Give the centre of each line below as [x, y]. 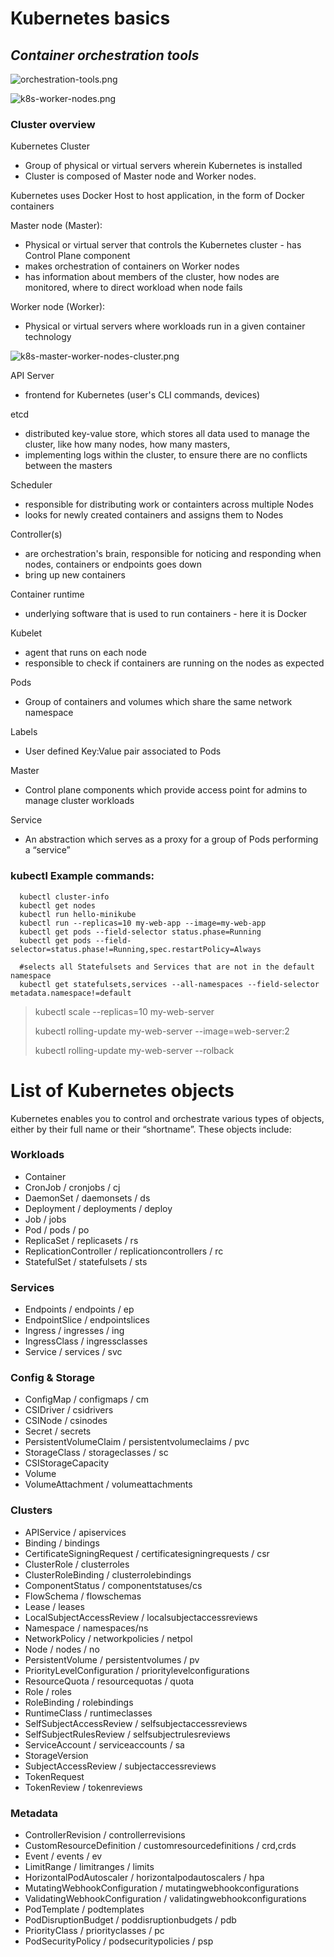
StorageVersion [56, 1755]
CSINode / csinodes [66, 1421]
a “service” [47, 850]
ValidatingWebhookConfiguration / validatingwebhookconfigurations [165, 1899]
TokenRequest [54, 1776]
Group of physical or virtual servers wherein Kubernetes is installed [163, 166]
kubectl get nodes [58, 905]
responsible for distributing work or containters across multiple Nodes [169, 504]
